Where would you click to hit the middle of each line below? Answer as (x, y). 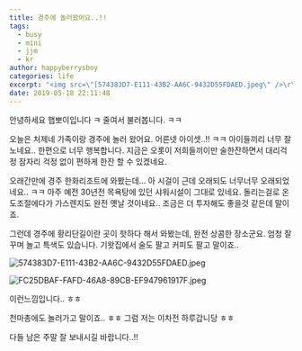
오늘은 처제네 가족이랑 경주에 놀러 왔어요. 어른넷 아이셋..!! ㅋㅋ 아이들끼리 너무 (146, 139)
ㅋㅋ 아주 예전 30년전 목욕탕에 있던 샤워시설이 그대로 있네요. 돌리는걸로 (155, 192)
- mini (30, 43)
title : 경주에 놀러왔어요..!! (58, 18)
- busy (30, 34)
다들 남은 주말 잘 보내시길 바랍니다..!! (74, 337)
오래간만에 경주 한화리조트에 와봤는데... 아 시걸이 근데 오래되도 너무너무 (134, 180)
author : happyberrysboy (54, 68)
